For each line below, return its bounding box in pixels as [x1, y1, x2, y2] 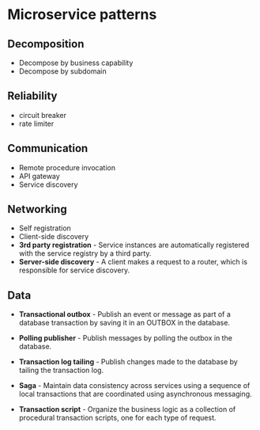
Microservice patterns [7, 6, 157, 24]
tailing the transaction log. [18, 366, 104, 375]
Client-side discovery [18, 232, 89, 242]
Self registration [18, 223, 72, 233]
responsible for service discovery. [18, 265, 130, 275]
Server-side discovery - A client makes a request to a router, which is [18, 257, 248, 267]
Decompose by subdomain [18, 67, 107, 76]
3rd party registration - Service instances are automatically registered [18, 240, 250, 250]
